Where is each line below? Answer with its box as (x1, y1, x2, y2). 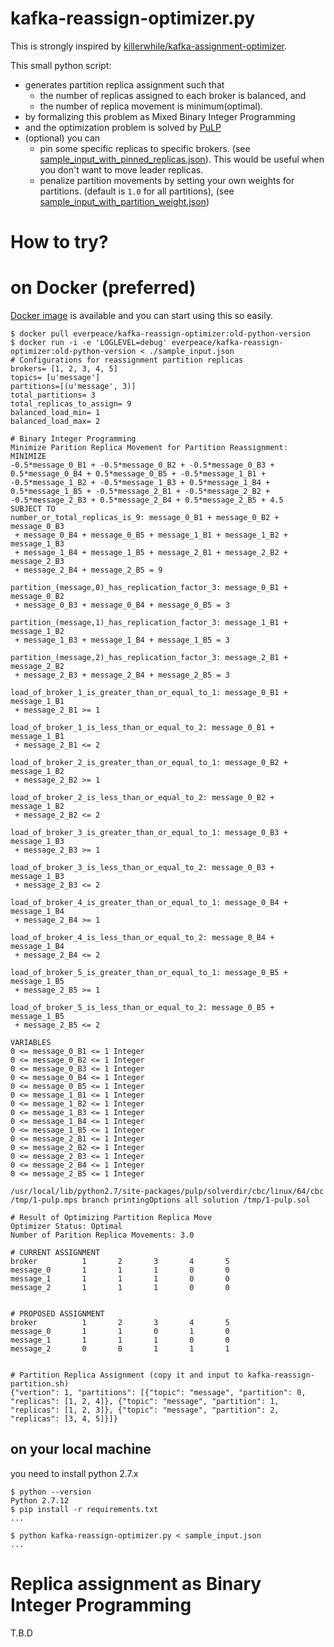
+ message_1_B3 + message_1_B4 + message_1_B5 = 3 (14, 635, 230, 646)
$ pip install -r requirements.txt (10, 1504, 159, 1514)
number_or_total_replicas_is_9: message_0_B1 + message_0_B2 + (10, 513, 280, 523)
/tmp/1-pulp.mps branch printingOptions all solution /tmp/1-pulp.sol (10, 1195, 311, 1206)
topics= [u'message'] (10, 373, 101, 383)
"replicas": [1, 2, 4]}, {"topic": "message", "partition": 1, (10, 1397, 280, 1407)
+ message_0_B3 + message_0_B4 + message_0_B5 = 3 (14, 600, 230, 611)
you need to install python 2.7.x (10, 1467, 139, 1479)
